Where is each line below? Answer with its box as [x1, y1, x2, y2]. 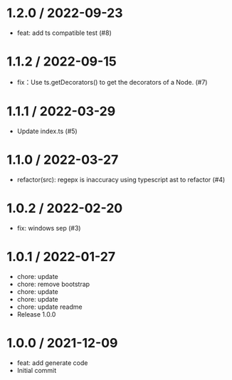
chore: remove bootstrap [16, 280, 90, 288]
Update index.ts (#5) [16, 127, 78, 135]
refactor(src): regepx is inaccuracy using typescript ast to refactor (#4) [16, 175, 226, 184]
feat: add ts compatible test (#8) [16, 28, 112, 37]
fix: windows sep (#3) [16, 223, 81, 232]
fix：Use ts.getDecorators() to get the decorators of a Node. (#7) [16, 78, 208, 86]
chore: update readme [16, 302, 83, 311]
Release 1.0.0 [16, 310, 56, 318]
